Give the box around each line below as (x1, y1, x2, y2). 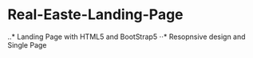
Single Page (7, 40, 47, 49)
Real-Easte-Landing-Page (7, 6, 184, 24)
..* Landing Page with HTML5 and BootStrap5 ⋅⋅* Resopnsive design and (7, 32, 246, 41)
